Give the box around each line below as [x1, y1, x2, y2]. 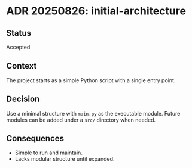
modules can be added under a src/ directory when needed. [6, 116, 156, 123]
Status [6, 28, 32, 38]
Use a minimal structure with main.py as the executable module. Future [6, 110, 181, 117]
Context [6, 61, 37, 71]
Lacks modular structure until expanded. [14, 155, 115, 163]
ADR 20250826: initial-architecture [6, 4, 187, 18]
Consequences [6, 133, 65, 144]
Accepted [6, 43, 31, 51]
